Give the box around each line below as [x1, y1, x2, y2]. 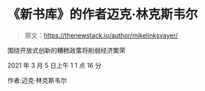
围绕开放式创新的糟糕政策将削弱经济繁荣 [7, 46, 126, 54]
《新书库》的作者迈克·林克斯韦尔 [7, 6, 199, 23]
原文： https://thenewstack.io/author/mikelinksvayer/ [24, 31, 179, 40]
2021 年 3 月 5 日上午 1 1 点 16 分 [7, 61, 101, 69]
